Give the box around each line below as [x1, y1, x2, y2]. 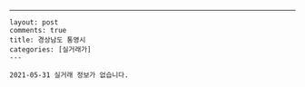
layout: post [9, 18, 59, 27]
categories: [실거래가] [9, 45, 92, 54]
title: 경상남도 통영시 [9, 35, 86, 44]
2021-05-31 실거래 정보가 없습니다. [9, 71, 129, 80]
